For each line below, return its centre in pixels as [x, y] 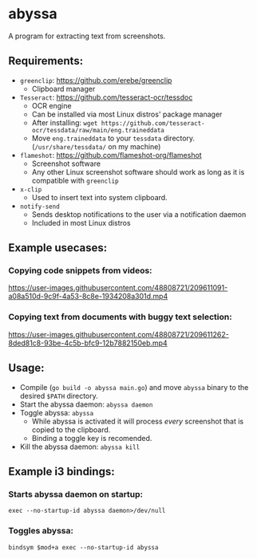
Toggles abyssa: [41, 531]
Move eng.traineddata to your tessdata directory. [113, 138]
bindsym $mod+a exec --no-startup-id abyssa [83, 547]
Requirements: [46, 61]
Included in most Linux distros [81, 222]
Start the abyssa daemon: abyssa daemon [86, 404]
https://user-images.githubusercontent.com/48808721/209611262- [119, 334]
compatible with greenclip [75, 180]
